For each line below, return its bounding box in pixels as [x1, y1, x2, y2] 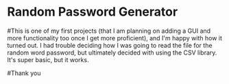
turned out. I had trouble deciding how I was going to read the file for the [7, 41, 213, 49]
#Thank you [7, 69, 41, 77]
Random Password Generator [7, 4, 178, 20]
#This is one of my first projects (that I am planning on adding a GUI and [7, 27, 211, 35]
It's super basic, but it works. [7, 55, 89, 64]
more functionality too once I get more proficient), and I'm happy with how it [7, 33, 223, 42]
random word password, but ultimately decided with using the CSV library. [7, 48, 217, 57]
